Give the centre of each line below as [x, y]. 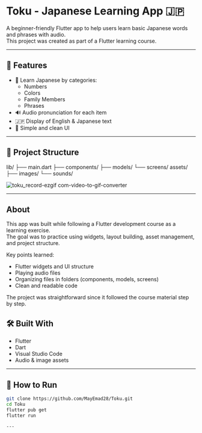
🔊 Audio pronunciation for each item [61, 112]
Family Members [44, 99]
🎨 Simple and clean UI [42, 128]
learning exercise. [28, 231]
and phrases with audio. [36, 34]
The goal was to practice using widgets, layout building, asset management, [100, 237]
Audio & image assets [42, 360]
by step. [16, 304]
